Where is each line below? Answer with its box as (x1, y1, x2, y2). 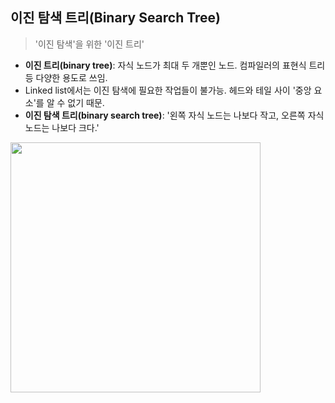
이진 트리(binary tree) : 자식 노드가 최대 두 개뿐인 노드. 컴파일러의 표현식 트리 (24, 59, 326, 71)
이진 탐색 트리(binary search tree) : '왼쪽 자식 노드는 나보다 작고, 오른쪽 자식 (24, 109, 325, 121)
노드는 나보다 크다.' (24, 121, 100, 133)
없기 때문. (67, 96, 105, 108)
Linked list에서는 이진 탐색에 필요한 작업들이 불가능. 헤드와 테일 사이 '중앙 (24, 84, 312, 96)
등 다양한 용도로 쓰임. (24, 71, 108, 83)
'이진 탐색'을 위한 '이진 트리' (34, 38, 145, 50)
